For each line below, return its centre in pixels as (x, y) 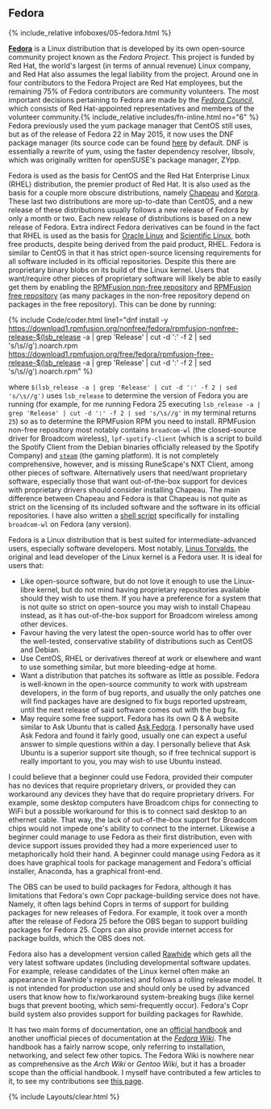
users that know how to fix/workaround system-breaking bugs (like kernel (131, 997)
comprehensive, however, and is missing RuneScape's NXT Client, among (131, 464)
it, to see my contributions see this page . (76, 1081)
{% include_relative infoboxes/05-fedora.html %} (90, 32)
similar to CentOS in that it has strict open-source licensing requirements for (135, 253)
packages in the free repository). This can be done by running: (113, 304)
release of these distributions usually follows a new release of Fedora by (129, 210)
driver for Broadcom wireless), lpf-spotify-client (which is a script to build (135, 438)
